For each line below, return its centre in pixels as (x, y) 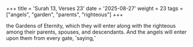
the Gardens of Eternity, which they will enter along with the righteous (91, 26)
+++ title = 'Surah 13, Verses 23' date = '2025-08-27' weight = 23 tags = (95, 8)
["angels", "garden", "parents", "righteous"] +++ (65, 15)
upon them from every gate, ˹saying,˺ (51, 38)
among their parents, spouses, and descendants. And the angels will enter (97, 32)
